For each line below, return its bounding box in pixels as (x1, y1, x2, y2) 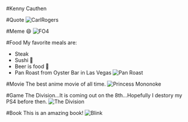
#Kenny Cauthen (6, 5, 47, 12)
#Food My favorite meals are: (6, 39, 78, 46)
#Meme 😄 (6, 28, 32, 35)
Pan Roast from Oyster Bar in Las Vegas (14, 69, 112, 76)
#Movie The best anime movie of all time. (6, 80, 106, 87)
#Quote (6, 16, 25, 23)
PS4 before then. (6, 98, 48, 105)
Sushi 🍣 (14, 57, 33, 63)
